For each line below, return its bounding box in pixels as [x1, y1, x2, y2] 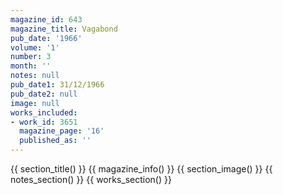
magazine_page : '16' [19, 126, 105, 136]
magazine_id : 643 [10, 14, 83, 25]
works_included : [10, 107, 78, 118]
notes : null [10, 71, 60, 81]
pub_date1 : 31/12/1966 [10, 80, 105, 90]
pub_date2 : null [10, 89, 78, 99]
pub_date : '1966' [10, 33, 83, 43]
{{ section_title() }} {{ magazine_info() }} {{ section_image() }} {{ [10, 163, 273, 175]
